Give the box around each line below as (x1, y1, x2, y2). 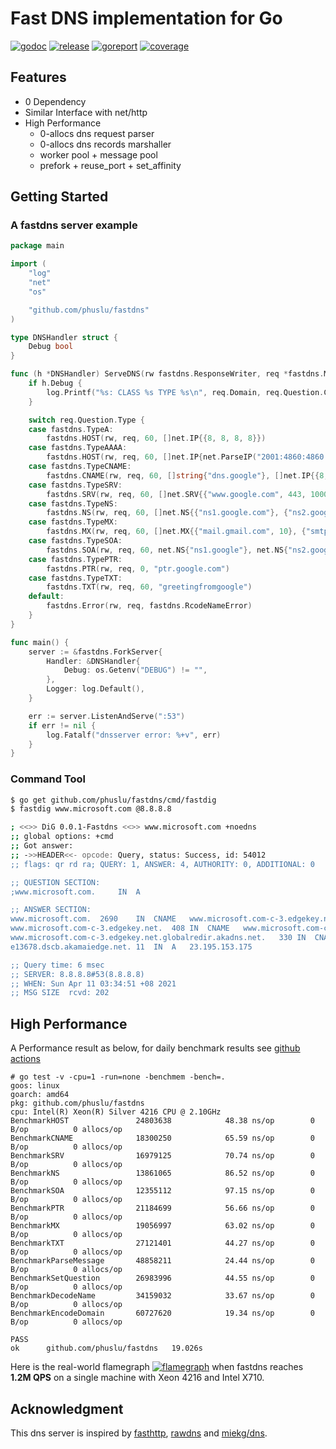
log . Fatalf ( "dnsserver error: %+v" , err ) (46, 730, 222, 740)
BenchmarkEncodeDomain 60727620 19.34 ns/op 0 (10, 1308, 315, 1319)
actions (10, 1053, 41, 1065)
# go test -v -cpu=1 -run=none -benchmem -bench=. (10, 1072, 226, 1082)
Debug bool (28, 342, 74, 352)
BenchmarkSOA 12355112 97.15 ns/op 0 (10, 1186, 315, 1196)
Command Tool (10, 772, 87, 786)
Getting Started (10, 188, 109, 206)
